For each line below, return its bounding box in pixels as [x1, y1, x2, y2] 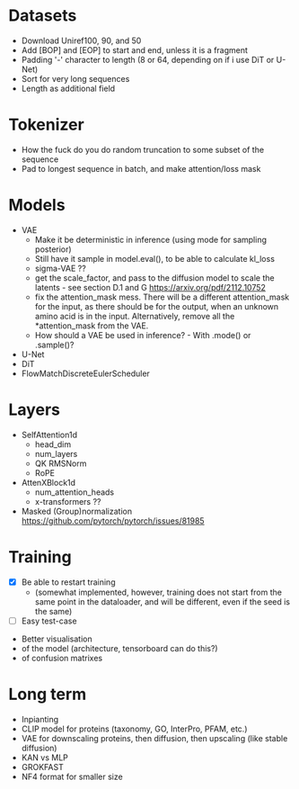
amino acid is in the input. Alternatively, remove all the [34, 310, 235, 321]
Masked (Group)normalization [21, 506, 132, 516]
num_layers [34, 448, 78, 459]
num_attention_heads [34, 487, 115, 498]
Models [8, 195, 66, 216]
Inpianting [21, 713, 59, 724]
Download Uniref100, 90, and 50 [21, 35, 142, 46]
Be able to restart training [21, 577, 116, 587]
